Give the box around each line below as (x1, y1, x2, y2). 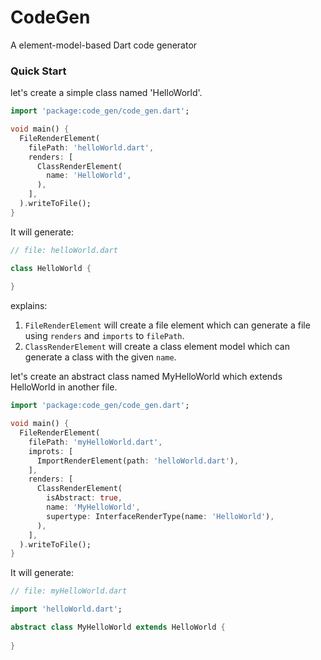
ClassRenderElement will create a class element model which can (24, 341, 290, 353)
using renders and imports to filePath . (24, 330, 185, 342)
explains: (10, 300, 48, 312)
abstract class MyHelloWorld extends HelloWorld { (10, 622, 226, 633)
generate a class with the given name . (24, 351, 177, 363)
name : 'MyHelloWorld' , (46, 502, 141, 513)
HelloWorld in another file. (10, 381, 118, 393)
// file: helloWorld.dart (10, 245, 118, 255)
